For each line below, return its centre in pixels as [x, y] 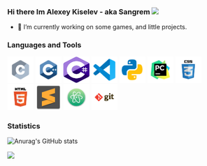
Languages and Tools [44, 45]
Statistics [24, 126]
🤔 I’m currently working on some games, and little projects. [102, 27]
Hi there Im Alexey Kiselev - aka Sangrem [79, 12]
